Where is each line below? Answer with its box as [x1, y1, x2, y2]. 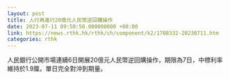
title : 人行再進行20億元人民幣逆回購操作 [7, 17, 113, 24]
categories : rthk [7, 36, 58, 43]
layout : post [7, 10, 45, 17]
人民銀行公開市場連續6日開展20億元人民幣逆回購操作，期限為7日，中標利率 [7, 56, 223, 64]
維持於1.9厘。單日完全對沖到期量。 [7, 64, 107, 73]
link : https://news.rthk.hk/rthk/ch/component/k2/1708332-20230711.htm [7, 29, 219, 37]
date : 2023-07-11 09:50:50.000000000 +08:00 [7, 23, 138, 30]
